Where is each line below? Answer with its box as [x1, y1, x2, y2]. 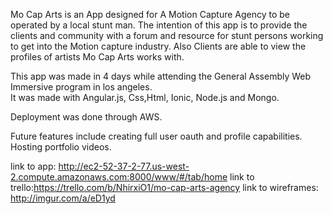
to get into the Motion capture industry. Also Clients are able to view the [10, 40, 307, 52]
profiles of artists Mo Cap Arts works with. [10, 51, 185, 63]
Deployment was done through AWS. [10, 111, 163, 123]
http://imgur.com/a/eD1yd [10, 192, 116, 204]
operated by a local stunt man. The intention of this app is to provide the [10, 19, 308, 31]
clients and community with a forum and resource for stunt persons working [10, 30, 324, 41]
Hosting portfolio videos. [10, 141, 112, 153]
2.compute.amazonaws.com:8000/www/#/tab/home [10, 171, 228, 183]
